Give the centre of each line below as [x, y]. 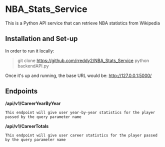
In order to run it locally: [30, 50]
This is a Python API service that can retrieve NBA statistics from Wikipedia [82, 23]
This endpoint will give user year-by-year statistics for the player [80, 112]
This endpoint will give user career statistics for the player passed [81, 135]
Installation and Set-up [41, 39]
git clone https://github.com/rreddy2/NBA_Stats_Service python [83, 60]
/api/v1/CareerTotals [27, 126]
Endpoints [21, 91]
